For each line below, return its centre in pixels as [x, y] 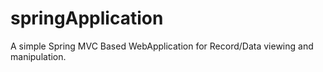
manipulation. [38, 56]
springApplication [87, 18]
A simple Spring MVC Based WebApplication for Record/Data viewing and [162, 46]
